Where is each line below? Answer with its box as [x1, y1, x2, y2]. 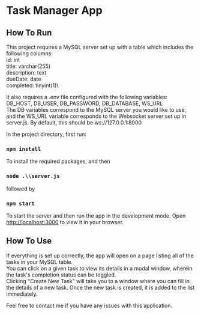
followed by [6, 185, 35, 192]
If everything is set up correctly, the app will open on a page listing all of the [6, 252, 194, 259]
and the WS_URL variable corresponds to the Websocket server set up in [6, 112, 187, 120]
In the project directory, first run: [6, 130, 87, 138]
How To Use [6, 236, 52, 246]
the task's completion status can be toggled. [6, 271, 116, 278]
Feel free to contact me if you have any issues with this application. [6, 302, 173, 309]
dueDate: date [6, 76, 41, 82]
